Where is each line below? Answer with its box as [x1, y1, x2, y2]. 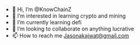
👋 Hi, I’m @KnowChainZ [12, 6, 72, 13]
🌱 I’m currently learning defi [12, 19, 82, 26]
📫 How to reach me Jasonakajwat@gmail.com [12, 32, 129, 39]
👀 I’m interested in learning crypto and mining [12, 12, 126, 19]
